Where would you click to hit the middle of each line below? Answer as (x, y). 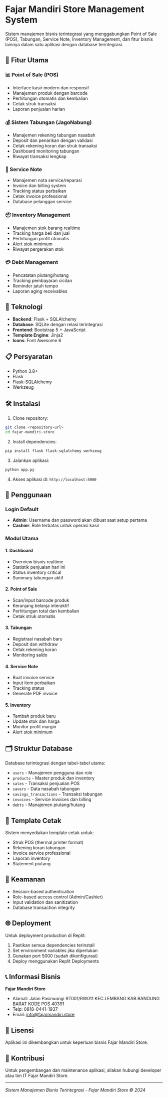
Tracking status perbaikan (39, 191)
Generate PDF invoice (35, 694)
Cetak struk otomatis (34, 616)
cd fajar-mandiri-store (30, 432)
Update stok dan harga (36, 721)
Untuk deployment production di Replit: (45, 935)
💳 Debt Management (32, 262)
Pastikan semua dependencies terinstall (53, 945)
